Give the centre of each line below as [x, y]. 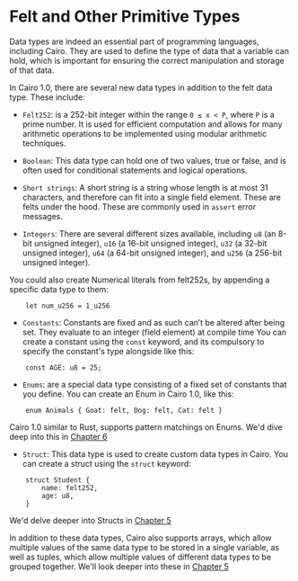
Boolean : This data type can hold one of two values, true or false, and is [154, 160]
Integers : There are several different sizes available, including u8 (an [149, 233]
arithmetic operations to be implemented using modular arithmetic [145, 133]
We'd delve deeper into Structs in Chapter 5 [91, 520]
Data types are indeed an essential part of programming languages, [134, 41]
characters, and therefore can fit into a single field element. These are [151, 197]
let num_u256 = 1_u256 [68, 306]
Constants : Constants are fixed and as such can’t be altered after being [153, 322]
